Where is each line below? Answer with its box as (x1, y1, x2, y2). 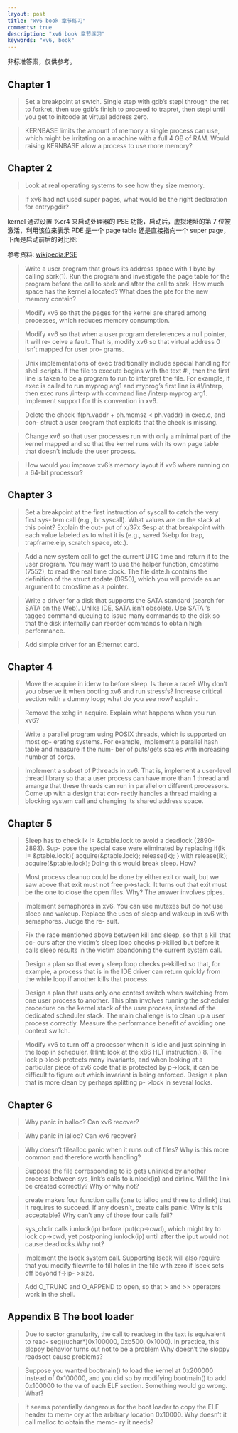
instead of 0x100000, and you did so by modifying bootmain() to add (24, 1373, 227, 1382)
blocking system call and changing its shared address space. (24, 797, 204, 805)
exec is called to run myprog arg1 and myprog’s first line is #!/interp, (24, 381, 224, 390)
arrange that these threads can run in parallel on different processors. (24, 782, 229, 790)
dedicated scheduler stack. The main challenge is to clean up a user (24, 1011, 225, 1020)
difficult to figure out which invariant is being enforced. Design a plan (24, 1070, 227, 1080)
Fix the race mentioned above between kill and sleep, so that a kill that (24, 931, 231, 939)
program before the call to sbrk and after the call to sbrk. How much (24, 279, 225, 288)
